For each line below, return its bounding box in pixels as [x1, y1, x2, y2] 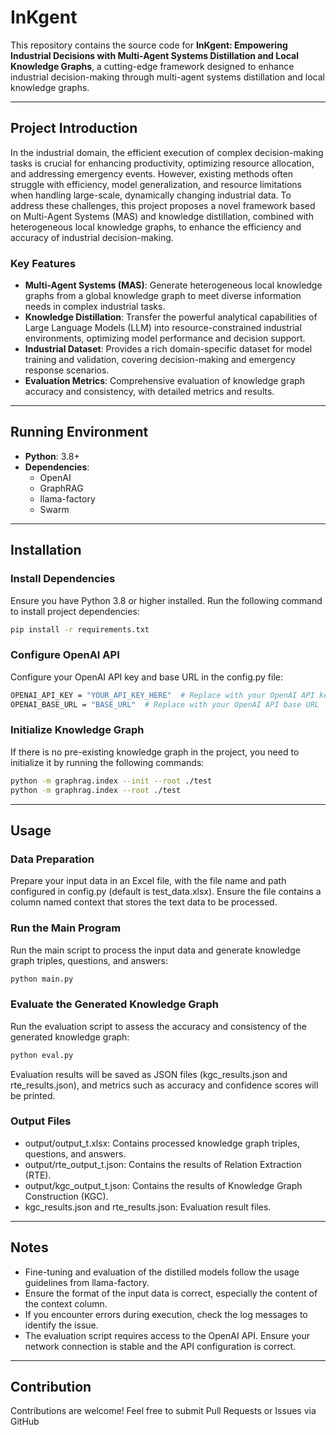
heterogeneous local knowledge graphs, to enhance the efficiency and [10, 221, 302, 233]
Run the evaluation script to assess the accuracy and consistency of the [10, 1020, 307, 1032]
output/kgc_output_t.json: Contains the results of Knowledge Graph [24, 1179, 303, 1191]
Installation [10, 542, 82, 559]
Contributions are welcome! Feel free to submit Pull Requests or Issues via [10, 1405, 317, 1417]
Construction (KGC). [24, 1190, 109, 1202]
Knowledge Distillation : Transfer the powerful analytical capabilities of [24, 311, 318, 323]
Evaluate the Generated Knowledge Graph [10, 997, 219, 1011]
